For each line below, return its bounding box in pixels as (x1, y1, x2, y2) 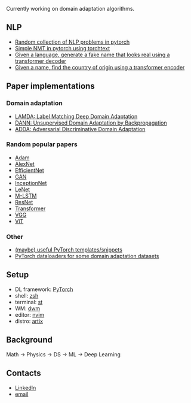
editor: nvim (14, 311, 45, 318)
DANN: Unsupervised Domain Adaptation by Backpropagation (14, 119, 167, 126)
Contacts (6, 368, 42, 378)
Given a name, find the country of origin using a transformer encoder (14, 63, 185, 71)
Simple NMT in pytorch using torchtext (14, 44, 110, 51)
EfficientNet (14, 166, 45, 174)
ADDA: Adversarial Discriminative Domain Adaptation (14, 125, 146, 132)
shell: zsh (14, 292, 39, 299)
